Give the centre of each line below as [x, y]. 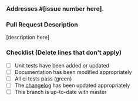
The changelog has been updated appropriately [72, 85]
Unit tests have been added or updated [62, 65]
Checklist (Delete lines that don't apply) [64, 53]
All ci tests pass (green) [43, 79]
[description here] [28, 38]
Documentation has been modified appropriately [73, 72]
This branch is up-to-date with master [60, 92]
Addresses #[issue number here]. [55, 9]
